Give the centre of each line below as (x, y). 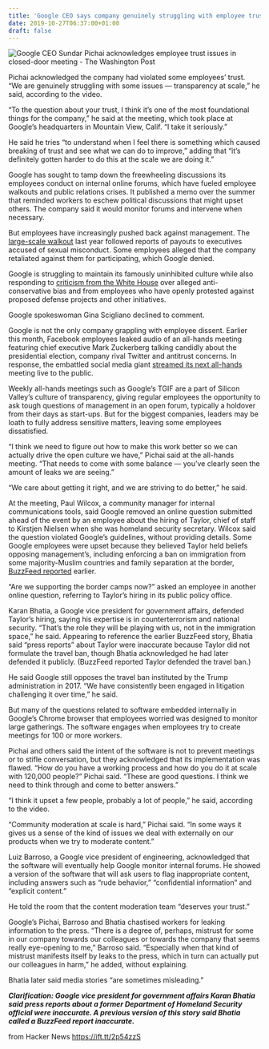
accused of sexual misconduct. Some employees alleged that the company (132, 250)
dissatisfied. (28, 431)
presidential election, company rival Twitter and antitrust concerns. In (123, 356)
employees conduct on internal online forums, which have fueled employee (132, 183)
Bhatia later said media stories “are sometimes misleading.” (106, 980)
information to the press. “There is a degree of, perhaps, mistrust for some (131, 930)
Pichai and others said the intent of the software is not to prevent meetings (131, 751)
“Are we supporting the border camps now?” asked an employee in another (132, 587)
